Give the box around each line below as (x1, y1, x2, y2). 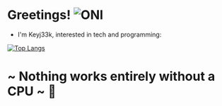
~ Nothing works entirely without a (7, 69, 216, 84)
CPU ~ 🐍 (7, 84, 57, 100)
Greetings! (7, 7, 71, 23)
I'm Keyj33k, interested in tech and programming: (17, 30, 162, 39)
